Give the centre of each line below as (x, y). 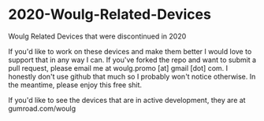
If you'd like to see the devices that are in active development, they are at (127, 100)
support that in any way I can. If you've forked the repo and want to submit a (132, 60)
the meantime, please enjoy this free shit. (75, 85)
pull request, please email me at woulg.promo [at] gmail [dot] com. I (118, 68)
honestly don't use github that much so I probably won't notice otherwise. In (132, 76)
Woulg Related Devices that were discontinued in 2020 (97, 36)
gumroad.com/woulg (42, 108)
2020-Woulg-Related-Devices (110, 15)
